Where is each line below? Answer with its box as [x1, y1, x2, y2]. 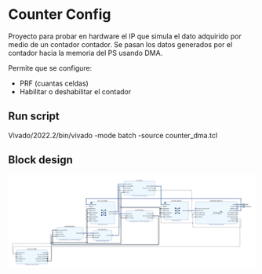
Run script [8, 110, 60, 123]
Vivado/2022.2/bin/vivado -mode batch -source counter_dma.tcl [8, 130, 218, 140]
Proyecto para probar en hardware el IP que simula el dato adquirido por [8, 31, 242, 41]
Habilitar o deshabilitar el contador [19, 86, 132, 96]
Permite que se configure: [8, 63, 93, 72]
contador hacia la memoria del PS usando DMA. [8, 48, 163, 57]
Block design [8, 153, 73, 166]
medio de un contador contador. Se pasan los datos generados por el [8, 39, 233, 49]
